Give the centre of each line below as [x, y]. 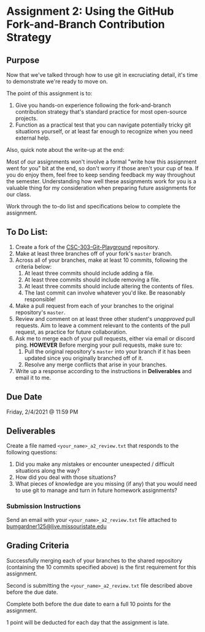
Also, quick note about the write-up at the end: [65, 150]
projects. [26, 118]
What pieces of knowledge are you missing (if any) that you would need [106, 484]
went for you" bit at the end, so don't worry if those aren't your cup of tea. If [102, 168]
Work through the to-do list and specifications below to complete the [94, 206]
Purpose [23, 60]
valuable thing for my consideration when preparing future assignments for [101, 188]
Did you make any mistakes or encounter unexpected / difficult [95, 464]
